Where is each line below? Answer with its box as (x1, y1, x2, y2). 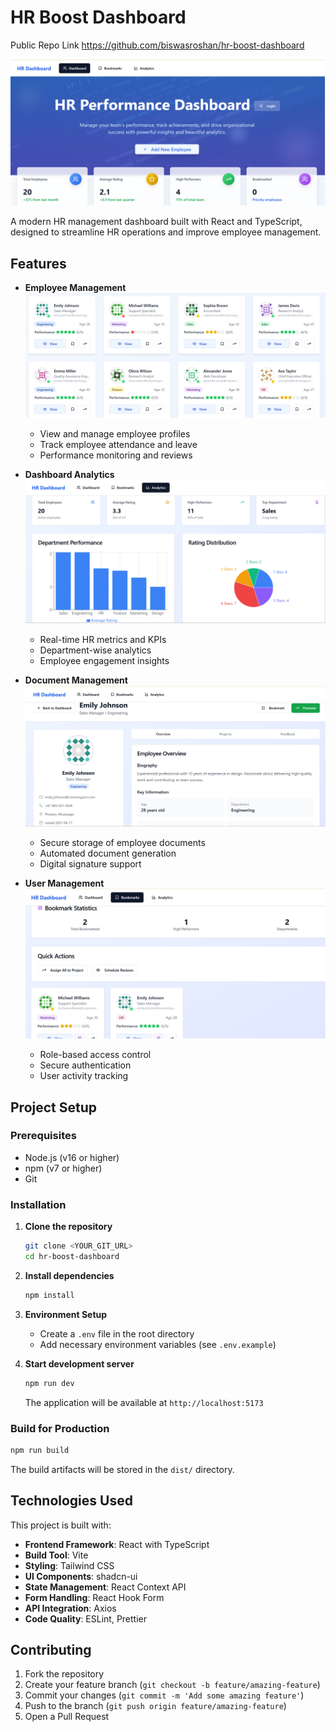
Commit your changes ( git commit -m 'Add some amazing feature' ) (24, 1689, 305, 1701)
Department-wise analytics (39, 644, 152, 656)
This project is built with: (10, 1519, 112, 1531)
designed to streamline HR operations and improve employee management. (10, 226, 322, 238)
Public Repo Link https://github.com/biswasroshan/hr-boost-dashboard (10, 39, 305, 51)
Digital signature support (39, 858, 142, 870)
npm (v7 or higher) (24, 1162, 103, 1174)
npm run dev (24, 1378, 75, 1388)
